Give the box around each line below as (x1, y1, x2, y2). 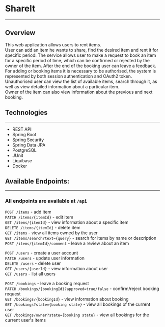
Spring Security (12, 137, 44, 143)
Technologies (5, 109, 48, 117)
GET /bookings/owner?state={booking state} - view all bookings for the (5, 312, 149, 318)
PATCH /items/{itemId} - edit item (5, 214, 74, 220)
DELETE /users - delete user (5, 260, 61, 266)
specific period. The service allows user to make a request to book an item (5, 52, 156, 58)
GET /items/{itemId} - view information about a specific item (5, 219, 129, 225)
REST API (12, 126, 32, 132)
